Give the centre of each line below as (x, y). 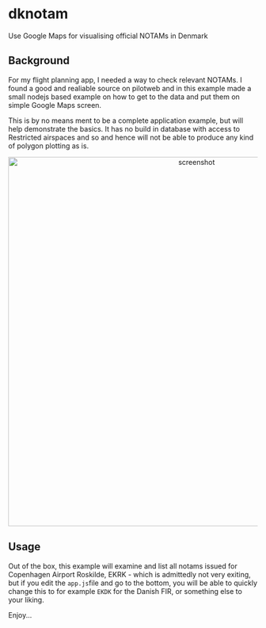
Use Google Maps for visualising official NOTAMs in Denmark (108, 36)
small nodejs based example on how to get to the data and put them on (124, 97)
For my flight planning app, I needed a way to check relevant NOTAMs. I (125, 79)
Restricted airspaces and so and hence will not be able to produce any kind (131, 137)
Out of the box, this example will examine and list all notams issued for (123, 566)
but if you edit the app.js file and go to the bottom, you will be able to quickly (133, 583)
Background (39, 61)
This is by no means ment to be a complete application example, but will (126, 121)
